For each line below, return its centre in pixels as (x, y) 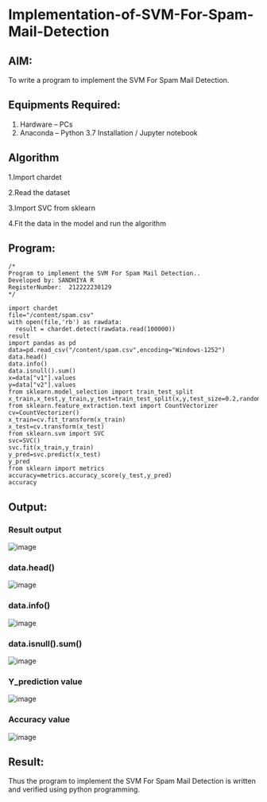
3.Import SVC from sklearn (52, 208)
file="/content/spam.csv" (51, 315)
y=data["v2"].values (43, 385)
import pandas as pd (43, 343)
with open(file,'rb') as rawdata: (66, 323)
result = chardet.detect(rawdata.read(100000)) (96, 329)
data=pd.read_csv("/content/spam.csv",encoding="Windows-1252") (117, 350)
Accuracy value (39, 720)
